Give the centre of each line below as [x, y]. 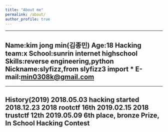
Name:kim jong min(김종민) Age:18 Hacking [73, 45]
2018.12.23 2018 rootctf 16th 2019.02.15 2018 [77, 107]
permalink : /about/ [25, 14]
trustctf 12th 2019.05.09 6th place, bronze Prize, [82, 115]
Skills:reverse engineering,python [59, 61]
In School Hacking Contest [47, 123]
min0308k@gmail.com [57, 77]
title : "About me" [24, 10]
